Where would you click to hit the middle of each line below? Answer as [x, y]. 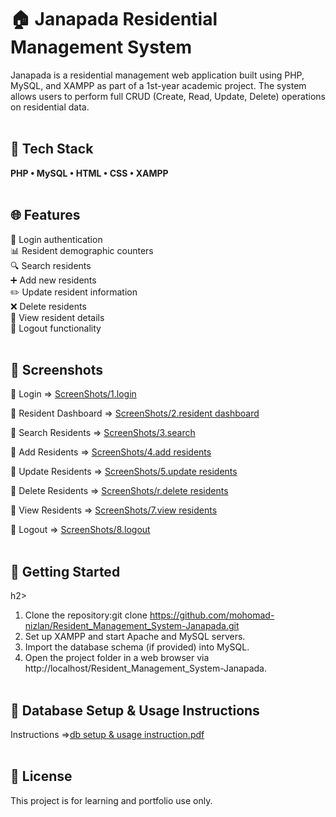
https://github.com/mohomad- [212, 615]
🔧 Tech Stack [52, 149]
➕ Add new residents [53, 280]
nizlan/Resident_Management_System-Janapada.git [132, 626]
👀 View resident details [57, 317]
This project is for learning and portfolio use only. [111, 800]
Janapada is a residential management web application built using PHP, [157, 75]
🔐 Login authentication [56, 239]
